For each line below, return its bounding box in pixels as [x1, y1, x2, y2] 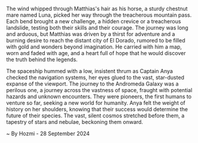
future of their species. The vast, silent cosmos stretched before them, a [6, 112, 185, 119]
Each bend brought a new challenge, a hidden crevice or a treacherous [6, 18, 181, 25]
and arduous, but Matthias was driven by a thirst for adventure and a [6, 31, 175, 38]
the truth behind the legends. [6, 56, 78, 63]
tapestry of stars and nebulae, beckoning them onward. [6, 118, 144, 125]
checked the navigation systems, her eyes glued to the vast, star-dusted [6, 74, 184, 81]
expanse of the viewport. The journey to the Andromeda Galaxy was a [6, 80, 179, 87]
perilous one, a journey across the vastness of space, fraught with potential [6, 87, 193, 93]
